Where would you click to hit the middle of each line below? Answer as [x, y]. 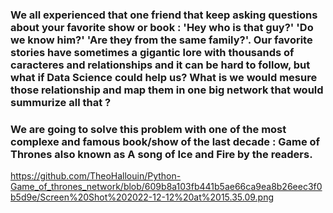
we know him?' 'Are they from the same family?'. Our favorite [161, 40]
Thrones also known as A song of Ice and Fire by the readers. [161, 154]
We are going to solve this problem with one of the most [148, 129]
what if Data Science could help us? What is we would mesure [164, 77]
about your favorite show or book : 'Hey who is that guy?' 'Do [162, 27]
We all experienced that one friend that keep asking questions [164, 15]
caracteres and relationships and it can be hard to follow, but [160, 65]
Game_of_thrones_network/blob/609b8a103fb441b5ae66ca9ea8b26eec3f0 [166, 187]
